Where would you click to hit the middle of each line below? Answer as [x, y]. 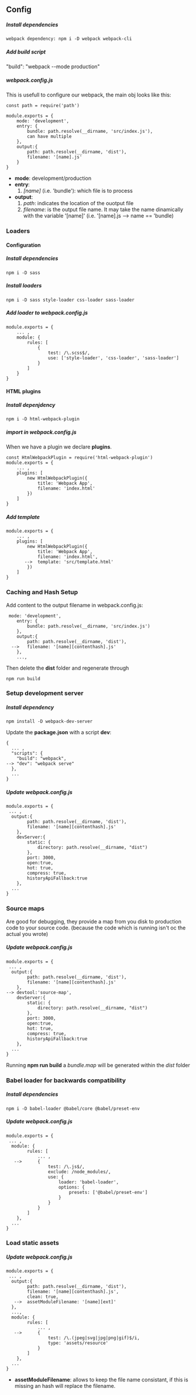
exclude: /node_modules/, [79, 1172]
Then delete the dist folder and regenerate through [68, 668]
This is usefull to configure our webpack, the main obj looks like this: [89, 95]
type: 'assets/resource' [78, 1343]
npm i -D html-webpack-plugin [43, 419]
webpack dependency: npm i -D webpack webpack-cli [69, 39]
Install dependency [30, 707]
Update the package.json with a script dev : [59, 732]
